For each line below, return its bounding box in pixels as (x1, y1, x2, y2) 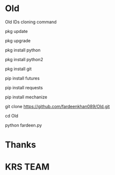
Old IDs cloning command (5, 19, 57, 25)
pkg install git (5, 66, 32, 72)
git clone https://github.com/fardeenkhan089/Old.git (5, 103, 110, 109)
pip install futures (5, 75, 40, 81)
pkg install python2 (5, 56, 44, 62)
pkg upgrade (5, 37, 31, 44)
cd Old (5, 112, 18, 119)
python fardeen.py (5, 122, 42, 128)
